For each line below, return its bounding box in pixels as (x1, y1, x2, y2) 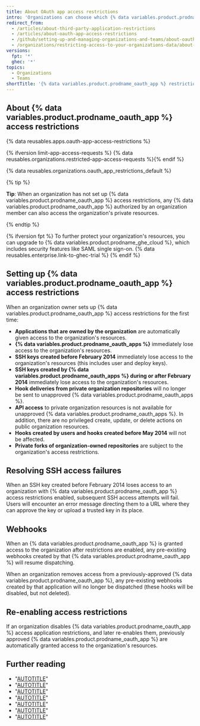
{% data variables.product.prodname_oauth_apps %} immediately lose (14, 340, 193, 347)
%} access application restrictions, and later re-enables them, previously (6, 629, 185, 636)
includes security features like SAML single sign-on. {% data (6, 245, 155, 252)
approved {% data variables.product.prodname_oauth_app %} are (6, 636, 168, 643)
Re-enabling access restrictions (6, 607, 128, 617)
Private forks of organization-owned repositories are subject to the (14, 442, 183, 449)
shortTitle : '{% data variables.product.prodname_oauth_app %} (6, 81, 167, 87)
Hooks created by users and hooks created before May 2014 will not (14, 429, 186, 436)
